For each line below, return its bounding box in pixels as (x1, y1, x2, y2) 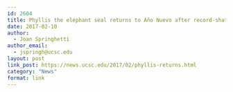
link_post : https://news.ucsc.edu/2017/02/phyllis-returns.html (7, 62, 197, 68)
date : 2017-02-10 (7, 23, 58, 30)
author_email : (7, 42, 49, 49)
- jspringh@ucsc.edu (13, 49, 73, 56)
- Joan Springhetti (13, 36, 70, 43)
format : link (7, 74, 45, 82)
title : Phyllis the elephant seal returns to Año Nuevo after (7, 17, 191, 24)
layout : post (7, 55, 45, 62)
